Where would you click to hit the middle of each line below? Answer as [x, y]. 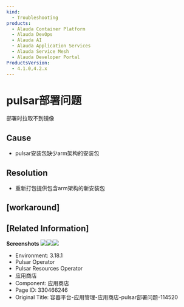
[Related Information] [48, 228]
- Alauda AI [27, 40]
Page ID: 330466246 [41, 290]
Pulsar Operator [35, 262]
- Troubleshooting [35, 18]
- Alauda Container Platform [49, 29]
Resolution [27, 173]
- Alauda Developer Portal [46, 57]
